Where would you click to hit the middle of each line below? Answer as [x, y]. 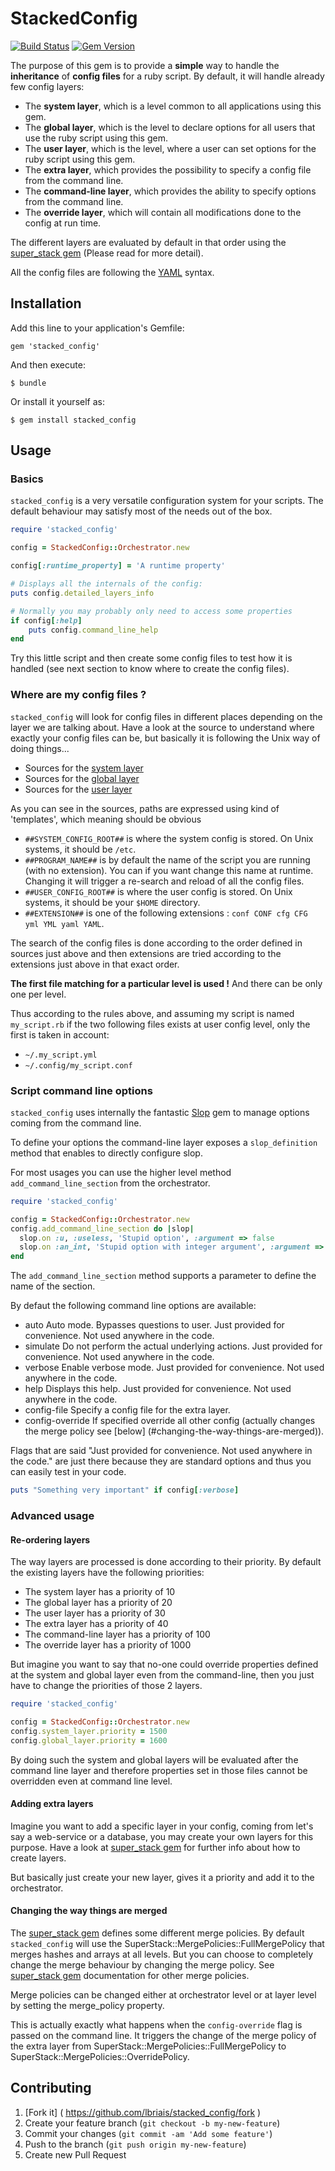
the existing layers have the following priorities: [107, 1573]
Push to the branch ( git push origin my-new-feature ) [135, 2144]
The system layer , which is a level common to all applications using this [173, 106]
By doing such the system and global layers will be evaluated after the [154, 1759]
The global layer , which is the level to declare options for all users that [170, 127]
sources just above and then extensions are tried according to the [146, 953]
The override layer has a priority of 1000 [108, 1645]
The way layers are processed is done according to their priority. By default [166, 1562]
